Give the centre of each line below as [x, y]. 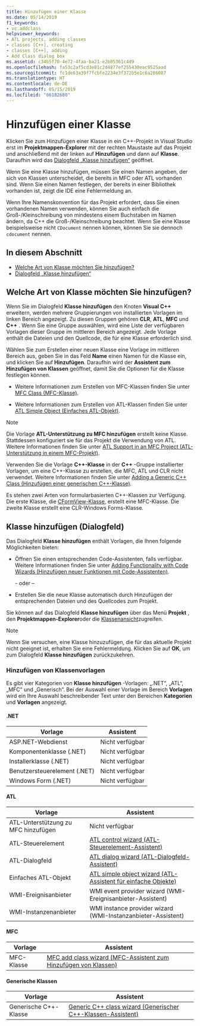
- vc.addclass [24, 28]
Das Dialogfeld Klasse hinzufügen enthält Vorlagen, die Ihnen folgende [94, 541]
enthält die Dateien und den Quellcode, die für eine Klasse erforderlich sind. [99, 338]
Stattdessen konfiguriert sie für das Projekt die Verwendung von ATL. [91, 440]
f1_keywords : [22, 23]
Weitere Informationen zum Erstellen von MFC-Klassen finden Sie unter [102, 387]
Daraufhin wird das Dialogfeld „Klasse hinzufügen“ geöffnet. [80, 160]
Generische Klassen [32, 981]
